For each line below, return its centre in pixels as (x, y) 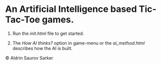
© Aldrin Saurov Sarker (29, 58)
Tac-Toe (23, 20)
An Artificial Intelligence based (71, 9)
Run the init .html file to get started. (48, 33)
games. (58, 20)
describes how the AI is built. (42, 48)
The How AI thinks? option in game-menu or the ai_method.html (78, 43)
